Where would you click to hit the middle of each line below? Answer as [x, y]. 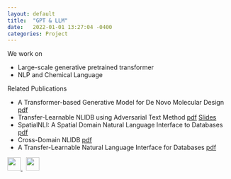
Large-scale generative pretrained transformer [86, 67]
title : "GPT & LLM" [38, 21]
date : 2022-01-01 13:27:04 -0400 [60, 27]
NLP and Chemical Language [60, 75]
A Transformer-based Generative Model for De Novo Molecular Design [121, 103]
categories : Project [38, 34]
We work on [25, 54]
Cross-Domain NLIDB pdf [55, 140]
